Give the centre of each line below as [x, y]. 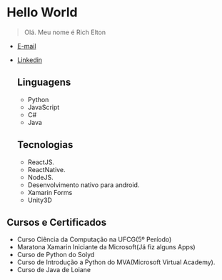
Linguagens [44, 82]
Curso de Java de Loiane [54, 270]
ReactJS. [41, 162]
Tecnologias [45, 145]
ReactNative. [46, 169]
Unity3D [40, 200]
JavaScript [44, 107]
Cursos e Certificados [57, 222]
